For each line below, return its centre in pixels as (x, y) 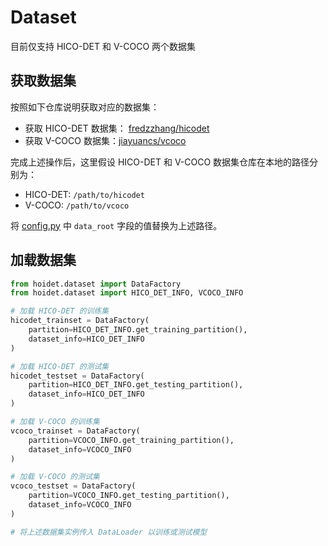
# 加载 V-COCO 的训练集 (55, 422)
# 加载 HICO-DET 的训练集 (60, 311)
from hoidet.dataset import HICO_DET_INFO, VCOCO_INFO (127, 293)
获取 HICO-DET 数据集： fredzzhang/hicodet (117, 128)
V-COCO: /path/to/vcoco (77, 205)
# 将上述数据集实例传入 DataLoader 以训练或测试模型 (109, 532)
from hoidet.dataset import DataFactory (96, 284)
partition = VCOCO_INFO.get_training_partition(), (131, 440)
